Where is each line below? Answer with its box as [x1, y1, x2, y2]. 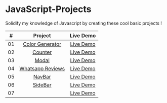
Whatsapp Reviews [19, 65, 65, 72]
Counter [32, 49, 52, 56]
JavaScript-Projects [5, 4, 92, 15]
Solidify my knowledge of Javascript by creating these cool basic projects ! [5, 20, 162, 26]
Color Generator [22, 40, 62, 47]
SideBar [32, 81, 52, 88]
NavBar [33, 73, 51, 80]
